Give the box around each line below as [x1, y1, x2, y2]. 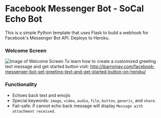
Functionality [5, 81, 38, 88]
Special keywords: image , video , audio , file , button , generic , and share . [12, 97, 157, 103]
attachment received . [12, 108, 55, 114]
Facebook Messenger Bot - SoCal [5, 3, 144, 14]
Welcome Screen [5, 47, 46, 54]
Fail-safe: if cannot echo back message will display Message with [12, 103, 143, 109]
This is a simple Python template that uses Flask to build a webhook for [5, 29, 149, 35]
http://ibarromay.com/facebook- [90, 63, 155, 69]
